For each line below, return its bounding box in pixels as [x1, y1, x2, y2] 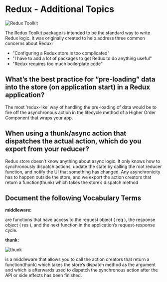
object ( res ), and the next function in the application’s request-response [5, 222, 156, 228]
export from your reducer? [5, 145, 90, 153]
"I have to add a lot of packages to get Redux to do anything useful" [12, 55, 152, 61]
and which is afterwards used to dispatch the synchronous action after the [5, 267, 158, 273]
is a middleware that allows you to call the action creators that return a [5, 256, 150, 262]
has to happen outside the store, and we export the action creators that [5, 174, 152, 180]
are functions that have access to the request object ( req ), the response [5, 216, 156, 223]
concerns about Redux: [5, 40, 53, 46]
